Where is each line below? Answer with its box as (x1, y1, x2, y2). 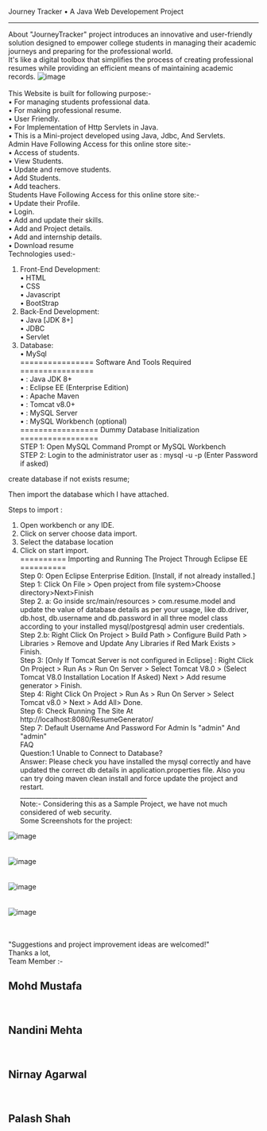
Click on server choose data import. (19, 529, 137, 538)
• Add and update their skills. (8, 215, 104, 225)
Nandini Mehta (8, 1024, 83, 1037)
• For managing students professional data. (8, 97, 151, 107)
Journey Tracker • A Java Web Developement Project (8, 7, 184, 16)
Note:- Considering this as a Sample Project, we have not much (19, 799, 228, 808)
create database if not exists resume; (8, 474, 130, 483)
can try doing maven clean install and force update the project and (19, 774, 238, 783)
